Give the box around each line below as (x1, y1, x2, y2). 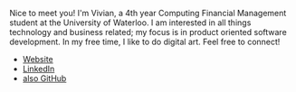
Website (22, 54, 54, 64)
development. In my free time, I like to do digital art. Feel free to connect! (9, 36, 281, 47)
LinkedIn (22, 63, 55, 74)
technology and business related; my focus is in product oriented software (9, 27, 287, 37)
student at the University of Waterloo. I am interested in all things (9, 17, 252, 28)
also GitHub (22, 73, 67, 84)
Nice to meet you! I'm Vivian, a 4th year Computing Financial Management (9, 8, 287, 18)
